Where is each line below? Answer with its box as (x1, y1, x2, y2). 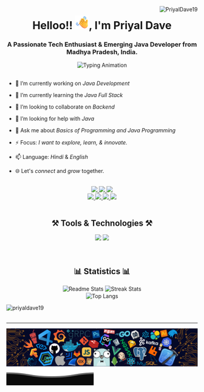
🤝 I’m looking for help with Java (15, 115, 95, 123)
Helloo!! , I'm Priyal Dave (32, 19, 172, 33)
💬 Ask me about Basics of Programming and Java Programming (15, 127, 176, 134)
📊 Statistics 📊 (73, 266, 131, 276)
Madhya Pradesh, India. (66, 48, 138, 56)
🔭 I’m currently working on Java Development (15, 79, 130, 87)
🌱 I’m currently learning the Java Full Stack (15, 92, 123, 99)
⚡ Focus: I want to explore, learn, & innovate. (15, 139, 127, 146)
